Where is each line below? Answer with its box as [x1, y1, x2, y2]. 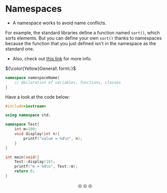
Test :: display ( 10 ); [14, 159, 56, 165]
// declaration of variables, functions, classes [14, 80, 121, 85]
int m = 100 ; [14, 127, 37, 132]
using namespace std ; [5, 112, 51, 118]
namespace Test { [5, 122, 39, 127]
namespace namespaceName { [5, 75, 60, 80]
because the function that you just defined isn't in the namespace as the [5, 40, 156, 46]
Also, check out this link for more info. [12, 55, 92, 61]
